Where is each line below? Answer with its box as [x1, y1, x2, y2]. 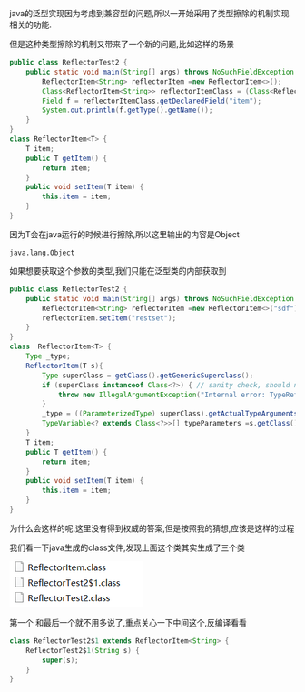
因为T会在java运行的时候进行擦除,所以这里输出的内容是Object [9, 228, 241, 239]
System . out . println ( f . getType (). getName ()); [42, 105, 213, 115]
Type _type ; [25, 352, 71, 361]
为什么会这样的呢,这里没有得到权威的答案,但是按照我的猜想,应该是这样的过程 [9, 522, 295, 534]
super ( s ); [42, 656, 79, 665]
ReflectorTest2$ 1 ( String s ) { [25, 646, 141, 655]
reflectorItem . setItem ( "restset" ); [42, 313, 177, 323]
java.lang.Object [9, 248, 75, 257]
